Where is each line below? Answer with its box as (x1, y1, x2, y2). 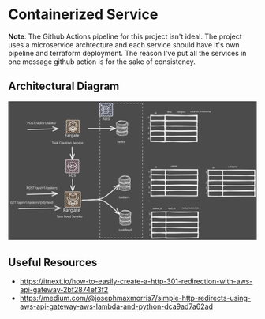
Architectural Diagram (8, 80, 120, 93)
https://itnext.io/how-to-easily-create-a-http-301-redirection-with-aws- (19, 276, 253, 286)
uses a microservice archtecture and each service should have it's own (8, 39, 240, 49)
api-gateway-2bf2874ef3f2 (19, 285, 109, 295)
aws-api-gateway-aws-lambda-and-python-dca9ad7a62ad (19, 302, 213, 311)
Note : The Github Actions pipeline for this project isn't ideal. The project (8, 32, 242, 41)
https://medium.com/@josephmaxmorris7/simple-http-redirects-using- (19, 294, 251, 303)
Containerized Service (8, 6, 159, 24)
